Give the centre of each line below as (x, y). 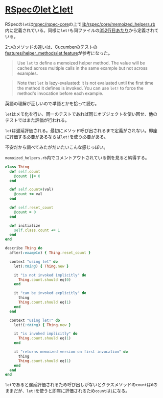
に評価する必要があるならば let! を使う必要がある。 (57, 137)
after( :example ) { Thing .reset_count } (50, 253)
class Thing (17, 167)
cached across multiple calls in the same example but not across (82, 68)
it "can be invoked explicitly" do (50, 293)
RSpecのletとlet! (39, 10)
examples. (27, 73)
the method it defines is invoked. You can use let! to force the (80, 88)
